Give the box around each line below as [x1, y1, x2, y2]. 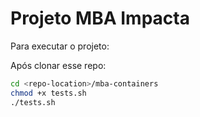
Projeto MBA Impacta [10, 7, 190, 30]
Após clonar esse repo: [10, 59, 107, 71]
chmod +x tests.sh [10, 88, 87, 98]
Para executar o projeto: [10, 40, 110, 52]
